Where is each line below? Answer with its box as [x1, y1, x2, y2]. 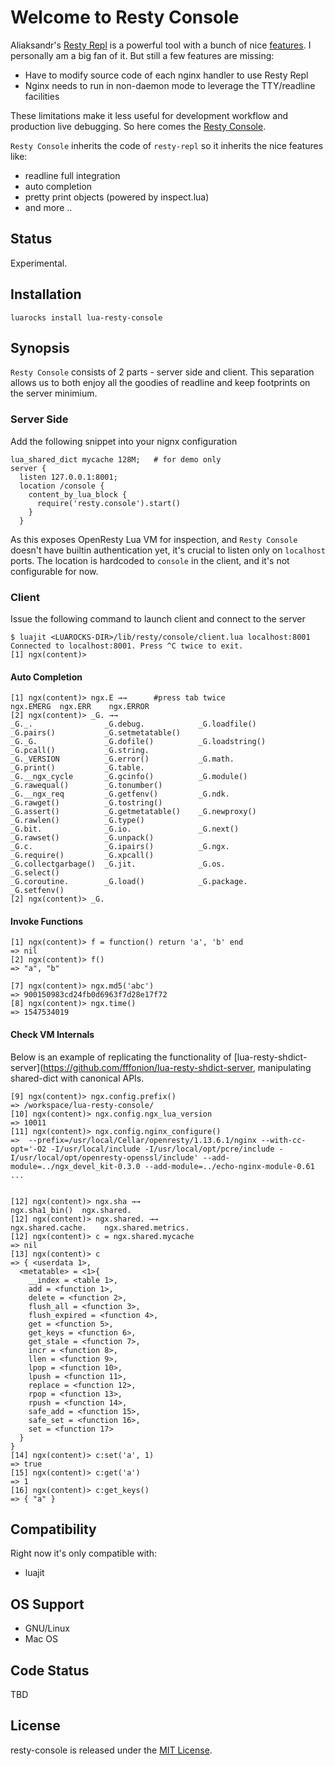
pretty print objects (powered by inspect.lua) [24, 191, 210, 203]
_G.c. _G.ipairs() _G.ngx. [10, 842, 230, 852]
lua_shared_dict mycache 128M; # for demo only [10, 454, 222, 465]
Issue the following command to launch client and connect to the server [10, 612, 306, 625]
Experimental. [10, 257, 68, 269]
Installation [10, 286, 82, 303]
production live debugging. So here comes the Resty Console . [10, 120, 267, 132]
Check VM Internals [10, 1028, 95, 1040]
